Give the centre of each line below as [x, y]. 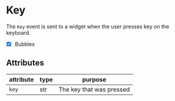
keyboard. [18, 32]
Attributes [25, 63]
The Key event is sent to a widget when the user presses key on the [88, 26]
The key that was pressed [94, 89]
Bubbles [25, 44]
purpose [94, 79]
